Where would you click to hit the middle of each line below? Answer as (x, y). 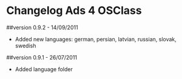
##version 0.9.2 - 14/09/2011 (42, 27)
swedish (25, 46)
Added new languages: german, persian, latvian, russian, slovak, (96, 39)
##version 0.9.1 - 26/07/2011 (42, 57)
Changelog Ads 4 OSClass (74, 11)
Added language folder (44, 69)
